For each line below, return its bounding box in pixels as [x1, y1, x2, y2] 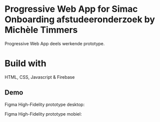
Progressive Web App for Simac [4, 3, 138, 15]
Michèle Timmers [4, 25, 78, 35]
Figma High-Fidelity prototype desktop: [4, 101, 85, 107]
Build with [4, 58, 46, 69]
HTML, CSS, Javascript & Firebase [4, 74, 75, 80]
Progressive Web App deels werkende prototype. [4, 40, 105, 46]
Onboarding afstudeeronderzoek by [4, 14, 155, 25]
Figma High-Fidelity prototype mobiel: [4, 111, 82, 117]
